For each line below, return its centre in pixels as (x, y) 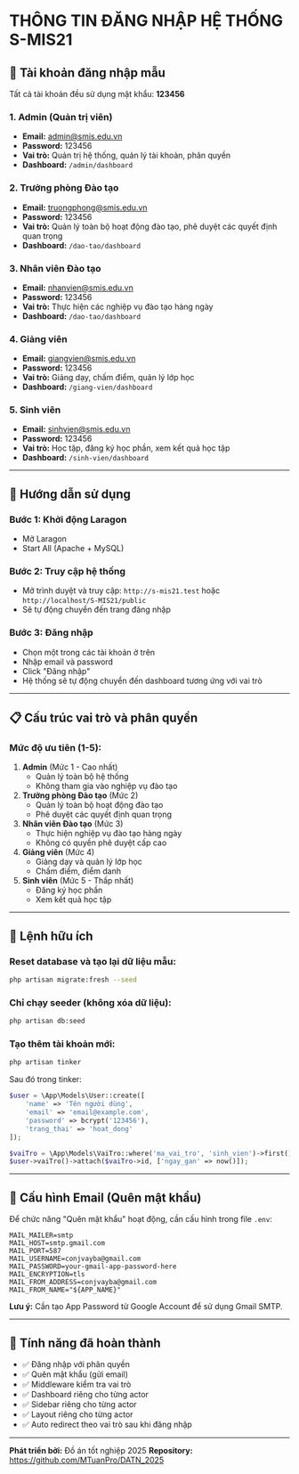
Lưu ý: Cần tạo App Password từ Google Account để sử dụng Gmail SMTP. (146, 1307)
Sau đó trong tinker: (45, 1079)
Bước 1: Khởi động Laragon (68, 519)
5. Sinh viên (35, 410)
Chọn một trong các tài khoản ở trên (89, 652)
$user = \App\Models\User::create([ (77, 1096)
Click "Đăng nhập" (56, 671)
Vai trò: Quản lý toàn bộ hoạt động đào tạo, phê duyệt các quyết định (149, 226)
